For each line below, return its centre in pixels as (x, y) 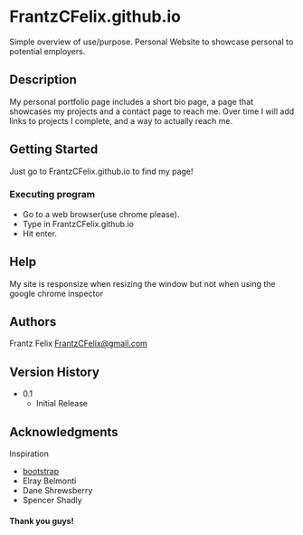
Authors (33, 322)
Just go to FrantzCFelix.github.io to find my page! (101, 171)
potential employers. (47, 51)
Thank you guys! (42, 521)
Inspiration (29, 454)
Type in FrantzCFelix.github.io (78, 224)
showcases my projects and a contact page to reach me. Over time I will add (152, 111)
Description (43, 80)
